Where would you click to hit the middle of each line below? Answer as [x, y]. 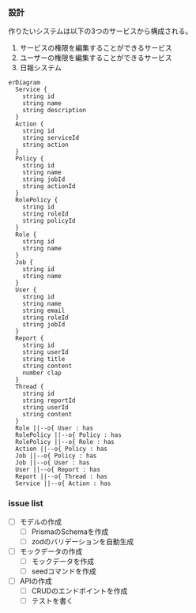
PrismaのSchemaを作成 [70, 532]
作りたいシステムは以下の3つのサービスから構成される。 [100, 31]
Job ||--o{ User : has [53, 463]
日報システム [40, 68]
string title [44, 359]
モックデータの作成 [51, 551]
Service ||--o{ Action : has [63, 483]
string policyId [49, 221]
